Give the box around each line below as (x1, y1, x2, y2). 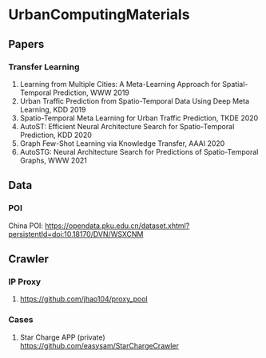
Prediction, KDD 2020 (19, 130, 92, 140)
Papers (8, 37, 45, 51)
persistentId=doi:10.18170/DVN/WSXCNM (8, 229, 144, 238)
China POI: (8, 221, 44, 230)
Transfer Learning (8, 61, 80, 73)
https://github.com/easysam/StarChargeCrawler (19, 340, 180, 350)
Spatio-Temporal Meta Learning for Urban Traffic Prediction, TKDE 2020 (19, 113, 259, 123)
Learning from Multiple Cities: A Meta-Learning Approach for (19, 79, 221, 89)
